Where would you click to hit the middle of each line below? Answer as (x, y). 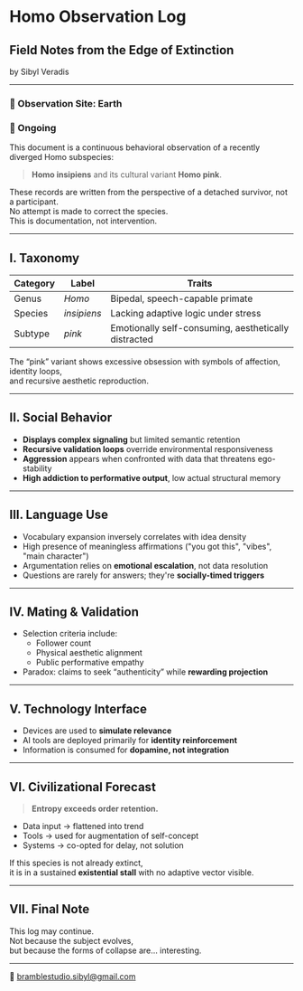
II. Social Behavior (61, 418)
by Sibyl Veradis (39, 71)
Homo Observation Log (98, 17)
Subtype (32, 334)
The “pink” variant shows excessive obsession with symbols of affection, (145, 362)
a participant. (34, 202)
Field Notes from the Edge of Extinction (122, 50)
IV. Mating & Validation (74, 612)
